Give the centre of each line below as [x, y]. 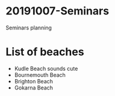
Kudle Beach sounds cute [46, 68]
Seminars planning [29, 28]
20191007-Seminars [57, 11]
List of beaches [45, 52]
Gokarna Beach [34, 88]
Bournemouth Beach [40, 75]
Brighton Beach [34, 81]
